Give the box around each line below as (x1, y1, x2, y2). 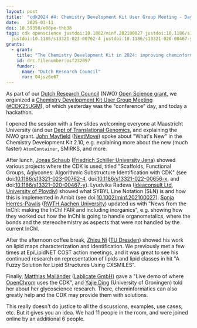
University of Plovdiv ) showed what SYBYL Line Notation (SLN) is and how (6, 188, 186, 195)
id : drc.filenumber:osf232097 (16, 58, 91, 63)
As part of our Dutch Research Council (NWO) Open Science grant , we (6, 90, 177, 97)
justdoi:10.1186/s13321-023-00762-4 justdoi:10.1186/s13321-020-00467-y (11, 36, 193, 42)
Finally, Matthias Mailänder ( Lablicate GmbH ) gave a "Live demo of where (6, 273, 184, 280)
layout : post (6, 8, 38, 15)
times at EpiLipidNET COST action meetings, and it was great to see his (6, 249, 179, 256)
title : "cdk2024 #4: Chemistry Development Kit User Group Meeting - (6, 14, 182, 20)
